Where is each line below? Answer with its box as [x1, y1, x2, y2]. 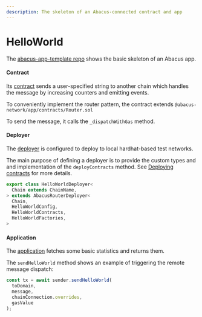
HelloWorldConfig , [11, 204, 59, 210]
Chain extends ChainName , [11, 187, 77, 193]
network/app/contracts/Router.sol [6, 107, 94, 113]
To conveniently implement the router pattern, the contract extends [6, 101, 174, 108]
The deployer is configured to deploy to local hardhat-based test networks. [6, 145, 194, 152]
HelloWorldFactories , [11, 215, 67, 221]
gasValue [11, 299, 34, 306]
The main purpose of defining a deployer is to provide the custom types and [6, 156, 197, 164]
